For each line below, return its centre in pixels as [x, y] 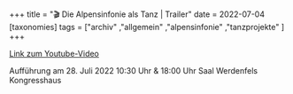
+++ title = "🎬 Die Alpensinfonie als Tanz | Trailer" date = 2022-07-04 [137, 14]
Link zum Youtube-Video [54, 54]
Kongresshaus [35, 80]
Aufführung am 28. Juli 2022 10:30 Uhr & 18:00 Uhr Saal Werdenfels [134, 70]
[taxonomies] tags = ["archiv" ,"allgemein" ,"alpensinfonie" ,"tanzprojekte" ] [147, 27]
